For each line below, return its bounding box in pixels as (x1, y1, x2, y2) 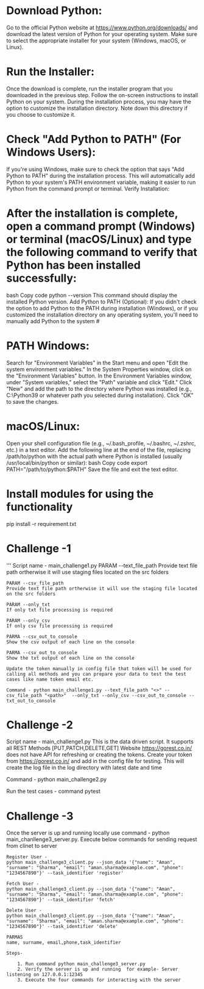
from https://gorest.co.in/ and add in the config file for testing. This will (6, 757, 185, 765)
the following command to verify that (6, 246, 198, 259)
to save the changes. (6, 398, 59, 405)
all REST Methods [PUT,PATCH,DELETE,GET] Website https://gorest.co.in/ (6, 745, 192, 752)
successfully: (6, 271, 77, 285)
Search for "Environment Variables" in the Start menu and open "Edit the (6, 359, 188, 367)
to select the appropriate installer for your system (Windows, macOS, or (6, 37, 187, 44)
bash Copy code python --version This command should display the (6, 291, 178, 299)
